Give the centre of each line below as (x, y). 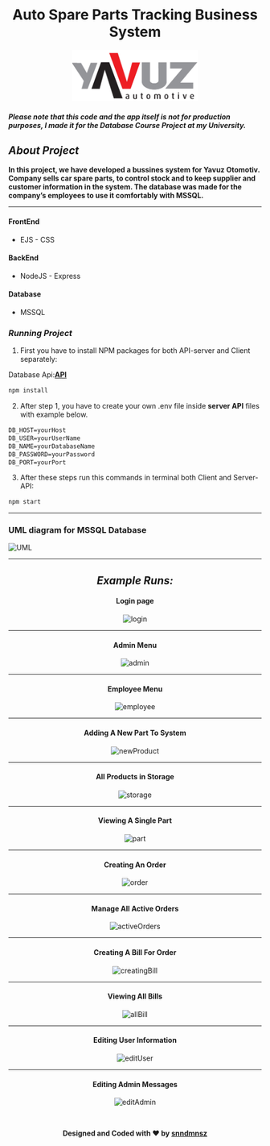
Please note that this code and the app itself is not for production (119, 116)
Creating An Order (135, 865)
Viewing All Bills (135, 996)
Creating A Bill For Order (135, 952)
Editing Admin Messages (135, 1084)
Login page (135, 601)
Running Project (40, 333)
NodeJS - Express (50, 276)
